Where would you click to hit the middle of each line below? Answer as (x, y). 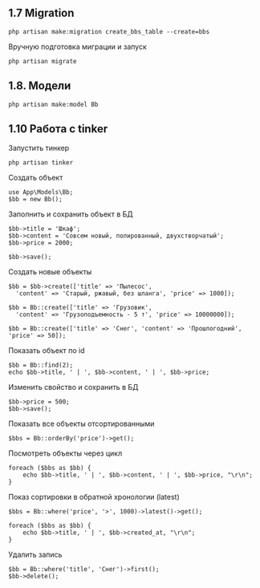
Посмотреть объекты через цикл (65, 453)
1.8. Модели (40, 86)
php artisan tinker (41, 163)
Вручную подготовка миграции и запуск (77, 47)
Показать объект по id (47, 351)
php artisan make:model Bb (53, 104)
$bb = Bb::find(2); (41, 365)
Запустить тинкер (39, 148)
